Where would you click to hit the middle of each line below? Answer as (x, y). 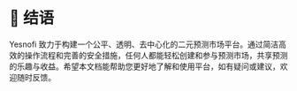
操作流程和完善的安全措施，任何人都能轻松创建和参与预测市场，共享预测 (156, 55)
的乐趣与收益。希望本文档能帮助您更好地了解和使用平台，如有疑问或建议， (145, 66)
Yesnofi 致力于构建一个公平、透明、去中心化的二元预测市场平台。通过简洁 (144, 44)
